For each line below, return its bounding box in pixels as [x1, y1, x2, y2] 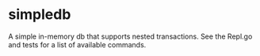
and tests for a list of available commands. [8, 39, 147, 49]
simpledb [8, 6, 71, 24]
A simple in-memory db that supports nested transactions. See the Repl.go [8, 32, 253, 41]
